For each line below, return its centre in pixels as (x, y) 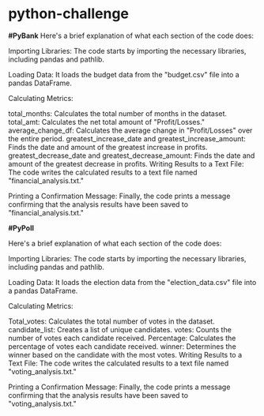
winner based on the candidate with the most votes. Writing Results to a (125, 354)
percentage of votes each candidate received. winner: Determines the (123, 346)
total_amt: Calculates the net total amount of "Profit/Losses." (107, 122)
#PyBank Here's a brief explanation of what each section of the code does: (131, 36)
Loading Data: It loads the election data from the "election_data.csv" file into (132, 282)
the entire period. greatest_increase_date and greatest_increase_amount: (127, 138)
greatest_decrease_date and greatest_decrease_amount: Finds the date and (132, 156)
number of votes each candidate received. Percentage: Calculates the (122, 338)
